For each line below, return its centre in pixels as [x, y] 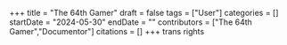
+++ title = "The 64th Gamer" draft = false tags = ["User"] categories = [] [144, 13]
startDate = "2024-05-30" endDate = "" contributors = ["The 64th [131, 22]
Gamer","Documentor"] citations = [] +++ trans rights [107, 31]
